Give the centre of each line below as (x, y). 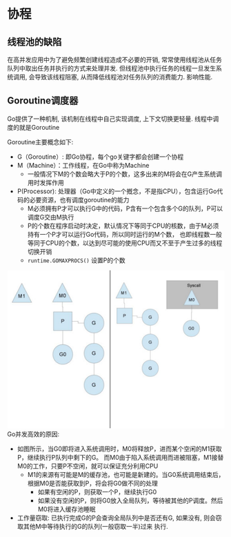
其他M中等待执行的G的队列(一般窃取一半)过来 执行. (96, 527)
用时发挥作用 (46, 182)
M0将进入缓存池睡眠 (67, 509)
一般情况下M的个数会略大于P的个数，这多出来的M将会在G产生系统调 (125, 174)
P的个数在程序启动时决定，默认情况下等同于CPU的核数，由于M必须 (123, 226)
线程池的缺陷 (34, 42)
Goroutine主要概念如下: (40, 141)
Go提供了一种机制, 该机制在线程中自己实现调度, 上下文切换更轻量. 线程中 (110, 119)
